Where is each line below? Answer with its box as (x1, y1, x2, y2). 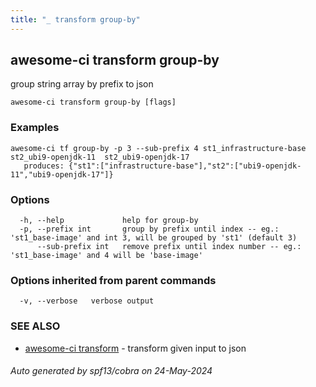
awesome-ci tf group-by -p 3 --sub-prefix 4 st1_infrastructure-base (10, 143, 307, 153)
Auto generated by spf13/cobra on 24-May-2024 (10, 365, 213, 377)
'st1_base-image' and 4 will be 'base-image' (10, 251, 203, 261)
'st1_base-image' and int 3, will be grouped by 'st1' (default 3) (10, 233, 298, 243)
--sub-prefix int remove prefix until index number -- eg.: (36, 242, 302, 252)
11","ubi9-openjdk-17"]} (10, 169, 114, 180)
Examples (10, 121, 60, 135)
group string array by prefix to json (10, 78, 154, 90)
